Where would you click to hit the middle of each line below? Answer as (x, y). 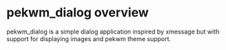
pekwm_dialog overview (78, 13)
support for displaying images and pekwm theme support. (89, 38)
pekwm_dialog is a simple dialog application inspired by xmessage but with (113, 32)
